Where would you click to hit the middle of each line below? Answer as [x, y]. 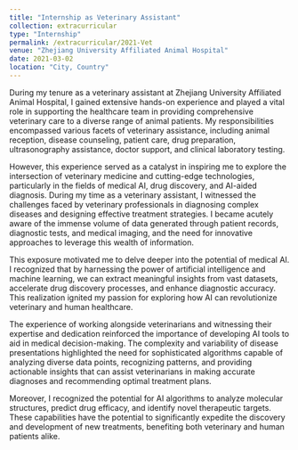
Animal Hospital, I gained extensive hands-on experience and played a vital [147, 102]
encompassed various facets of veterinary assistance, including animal [139, 130]
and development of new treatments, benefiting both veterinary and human [147, 426]
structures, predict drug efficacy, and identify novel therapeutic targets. [140, 407]
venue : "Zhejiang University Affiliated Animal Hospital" [119, 51]
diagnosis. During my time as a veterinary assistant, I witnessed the [133, 195]
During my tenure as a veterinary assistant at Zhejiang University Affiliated [145, 92]
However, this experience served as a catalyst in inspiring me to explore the [148, 167]
